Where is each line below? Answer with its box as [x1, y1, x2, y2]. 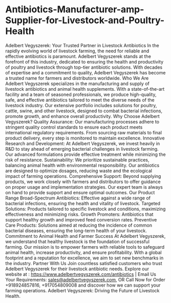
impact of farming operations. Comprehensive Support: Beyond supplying [5, 173, 161, 179]
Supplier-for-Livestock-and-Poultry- [5, 14, 165, 26]
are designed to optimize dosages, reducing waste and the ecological [5, 168, 153, 174]
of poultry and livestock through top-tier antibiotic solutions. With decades [5, 64, 163, 70]
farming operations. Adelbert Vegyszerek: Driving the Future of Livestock [5, 287, 160, 293]
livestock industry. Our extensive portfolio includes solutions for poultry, [5, 102, 157, 108]
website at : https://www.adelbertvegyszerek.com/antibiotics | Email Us [5, 271, 156, 277]
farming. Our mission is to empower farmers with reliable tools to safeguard [5, 244, 165, 250]
